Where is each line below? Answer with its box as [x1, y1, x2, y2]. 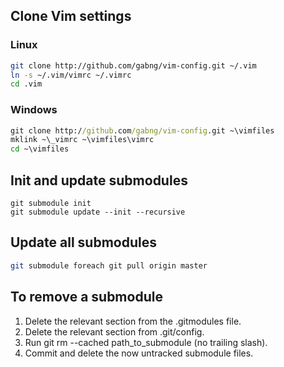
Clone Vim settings [10, 8, 132, 25]
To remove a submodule [10, 289, 163, 306]
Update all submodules [10, 234, 157, 251]
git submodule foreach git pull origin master [10, 260, 208, 271]
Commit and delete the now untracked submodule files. [24, 347, 254, 359]
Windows [10, 103, 58, 117]
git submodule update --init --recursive [10, 207, 186, 218]
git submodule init [10, 199, 92, 209]
